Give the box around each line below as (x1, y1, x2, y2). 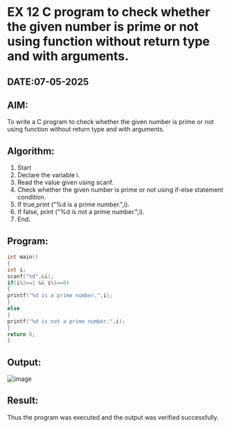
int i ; (7, 266, 26, 274)
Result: (7, 395, 39, 407)
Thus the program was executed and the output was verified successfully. (7, 413, 220, 421)
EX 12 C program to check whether (7, 4, 211, 20)
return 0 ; (7, 330, 36, 338)
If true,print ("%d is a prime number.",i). (17, 200, 130, 208)
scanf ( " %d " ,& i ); (7, 273, 54, 280)
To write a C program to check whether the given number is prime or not (7, 118, 214, 126)
